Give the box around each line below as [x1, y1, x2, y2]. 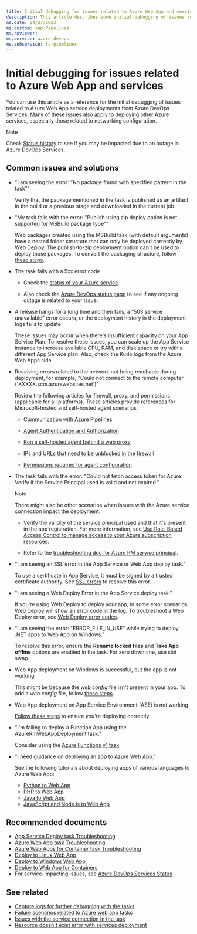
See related [6, 887, 49, 897]
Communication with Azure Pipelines [23, 416, 113, 423]
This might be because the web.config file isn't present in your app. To [14, 684, 186, 691]
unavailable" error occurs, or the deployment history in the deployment [14, 314, 186, 321]
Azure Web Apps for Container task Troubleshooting [14, 845, 142, 853]
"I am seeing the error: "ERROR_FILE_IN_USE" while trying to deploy [14, 624, 179, 631]
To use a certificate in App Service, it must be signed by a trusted [14, 572, 173, 579]
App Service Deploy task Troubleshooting [14, 833, 116, 840]
